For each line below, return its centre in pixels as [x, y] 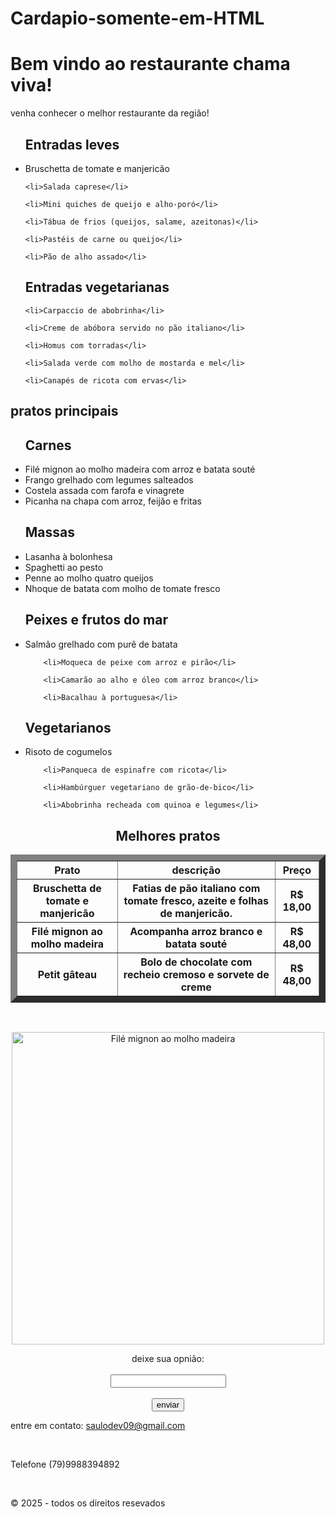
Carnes [48, 445]
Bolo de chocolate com [196, 962]
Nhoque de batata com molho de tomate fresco [122, 588]
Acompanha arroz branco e [196, 932]
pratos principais [64, 411]
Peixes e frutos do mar [96, 620]
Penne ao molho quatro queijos [89, 578]
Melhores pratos [168, 835]
